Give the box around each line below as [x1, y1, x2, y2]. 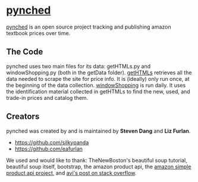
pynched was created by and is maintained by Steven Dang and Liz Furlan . [6, 127, 191, 134]
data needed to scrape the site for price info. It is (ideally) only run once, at [6, 75, 190, 82]
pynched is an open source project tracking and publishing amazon [6, 23, 171, 30]
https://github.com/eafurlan [14, 145, 83, 152]
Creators [6, 111, 40, 122]
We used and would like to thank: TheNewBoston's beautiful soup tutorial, [6, 156, 187, 164]
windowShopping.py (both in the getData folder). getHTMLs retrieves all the [6, 69, 192, 76]
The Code [6, 47, 43, 57]
